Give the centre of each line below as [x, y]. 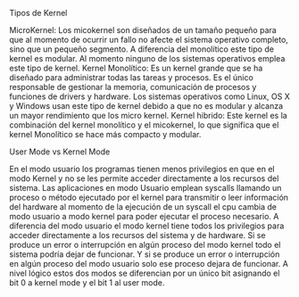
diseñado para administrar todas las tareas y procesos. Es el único [132, 78]
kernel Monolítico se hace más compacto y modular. [105, 134]
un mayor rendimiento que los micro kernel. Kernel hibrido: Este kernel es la [148, 115]
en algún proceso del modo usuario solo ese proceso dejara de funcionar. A [149, 264]
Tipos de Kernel [38, 13]
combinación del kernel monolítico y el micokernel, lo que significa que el [144, 125]
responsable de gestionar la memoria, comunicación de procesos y [133, 87]
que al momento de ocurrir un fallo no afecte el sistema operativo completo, [149, 40]
